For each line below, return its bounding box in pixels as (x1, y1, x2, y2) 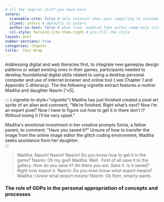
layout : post (5, 35, 32, 40)
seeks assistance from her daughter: (5, 137, 79, 143)
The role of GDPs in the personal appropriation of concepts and (5, 185, 158, 192)
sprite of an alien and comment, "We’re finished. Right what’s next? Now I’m (5, 102, 158, 108)
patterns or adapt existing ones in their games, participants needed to (5, 66, 145, 72)
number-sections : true (5, 39, 51, 44)
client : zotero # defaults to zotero (9, 20, 86, 26)
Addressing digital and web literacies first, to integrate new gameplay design (5, 61, 159, 67)
